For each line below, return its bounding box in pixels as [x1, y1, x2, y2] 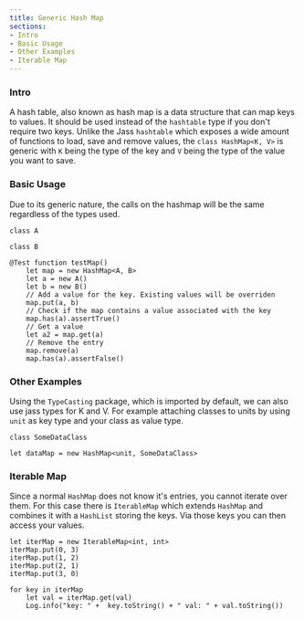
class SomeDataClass [9, 433, 89, 442]
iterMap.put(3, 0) [9, 570, 79, 579]
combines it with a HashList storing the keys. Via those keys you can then [9, 510, 286, 521]
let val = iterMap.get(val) [26, 593, 132, 603]
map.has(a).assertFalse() [26, 353, 125, 363]
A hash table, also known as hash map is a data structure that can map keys [9, 107, 295, 118]
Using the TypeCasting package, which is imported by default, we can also [9, 395, 289, 406]
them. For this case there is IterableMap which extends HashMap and [9, 500, 263, 511]
